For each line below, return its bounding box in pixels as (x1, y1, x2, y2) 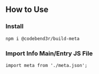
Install (5, 22, 24, 31)
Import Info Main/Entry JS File (5, 49, 93, 58)
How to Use (5, 5, 49, 15)
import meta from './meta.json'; (5, 62, 88, 68)
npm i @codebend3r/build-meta (5, 35, 80, 42)
